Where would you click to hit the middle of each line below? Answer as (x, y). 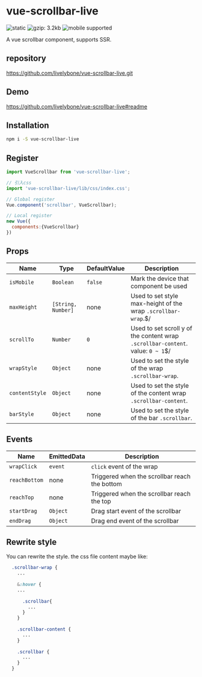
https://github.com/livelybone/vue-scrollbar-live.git (70, 73)
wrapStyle (23, 368)
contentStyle (28, 393)
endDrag (20, 521)
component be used (159, 286)
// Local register (29, 216)
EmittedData (67, 456)
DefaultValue (106, 268)
